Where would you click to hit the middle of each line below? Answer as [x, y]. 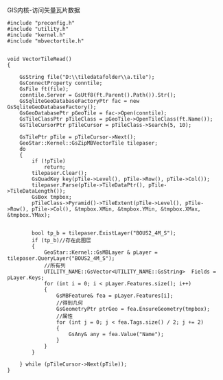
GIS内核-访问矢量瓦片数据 [44, 10]
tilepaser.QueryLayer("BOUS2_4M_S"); [61, 259]
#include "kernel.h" [37, 35]
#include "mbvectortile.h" [46, 41]
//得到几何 [70, 303]
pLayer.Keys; [26, 278]
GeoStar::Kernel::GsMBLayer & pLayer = [101, 252]
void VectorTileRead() [39, 59]
